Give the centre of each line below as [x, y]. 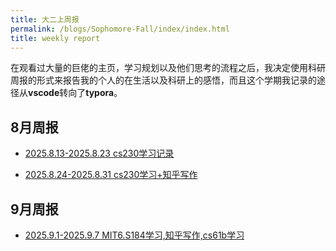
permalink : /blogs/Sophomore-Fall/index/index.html [120, 29]
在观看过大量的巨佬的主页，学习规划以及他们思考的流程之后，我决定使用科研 [168, 68]
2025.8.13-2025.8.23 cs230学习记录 [99, 153]
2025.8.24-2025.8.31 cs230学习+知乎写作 [111, 175]
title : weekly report [55, 38]
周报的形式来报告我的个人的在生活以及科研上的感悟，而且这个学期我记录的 [163, 80]
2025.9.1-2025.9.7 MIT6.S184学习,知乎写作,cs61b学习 [134, 235]
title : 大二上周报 [45, 19]
